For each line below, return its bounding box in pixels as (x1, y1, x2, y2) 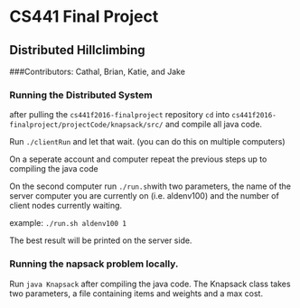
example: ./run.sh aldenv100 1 (9, 218, 127, 229)
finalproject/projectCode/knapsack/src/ (9, 120, 164, 130)
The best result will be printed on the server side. (9, 235, 192, 246)
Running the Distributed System (9, 89, 154, 101)
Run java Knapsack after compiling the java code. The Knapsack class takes (9, 278, 291, 289)
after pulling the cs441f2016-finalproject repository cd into (9, 109, 230, 120)
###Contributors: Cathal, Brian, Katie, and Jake (9, 66, 185, 77)
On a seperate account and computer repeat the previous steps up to (9, 154, 267, 164)
